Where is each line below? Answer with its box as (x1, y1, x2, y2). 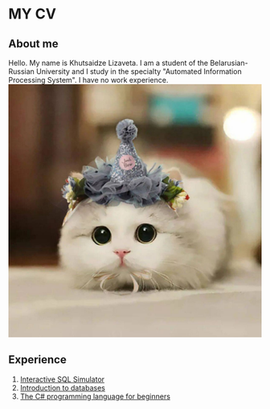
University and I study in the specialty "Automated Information (35, 67, 243, 76)
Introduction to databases (19, 382, 106, 392)
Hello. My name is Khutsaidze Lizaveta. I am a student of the (8, 58, 209, 67)
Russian (8, 67, 35, 76)
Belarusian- (210, 58, 248, 67)
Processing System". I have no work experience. (8, 76, 169, 84)
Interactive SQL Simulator (19, 374, 105, 384)
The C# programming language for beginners (19, 391, 171, 401)
